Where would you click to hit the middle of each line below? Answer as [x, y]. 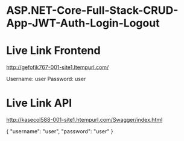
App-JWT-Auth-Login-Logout [83, 23]
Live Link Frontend [53, 51]
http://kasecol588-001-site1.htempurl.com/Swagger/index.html [84, 120]
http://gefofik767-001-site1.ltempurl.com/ [58, 67]
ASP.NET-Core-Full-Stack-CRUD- [92, 10]
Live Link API [39, 103]
